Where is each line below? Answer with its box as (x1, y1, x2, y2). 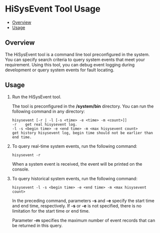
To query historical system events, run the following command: (12, 175, 138, 181)
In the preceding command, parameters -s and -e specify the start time (12, 198, 155, 203)
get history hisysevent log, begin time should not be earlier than (12, 130, 153, 135)
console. (12, 166, 29, 172)
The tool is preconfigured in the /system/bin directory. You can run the (12, 103, 154, 109)
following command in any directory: (12, 108, 85, 114)
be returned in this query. (12, 222, 63, 228)
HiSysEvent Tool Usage (5, 3, 101, 15)
